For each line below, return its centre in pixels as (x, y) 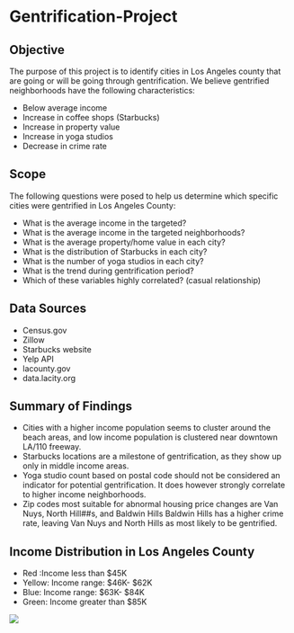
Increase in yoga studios (68, 136)
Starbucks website (57, 349)
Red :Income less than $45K (75, 574)
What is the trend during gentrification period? (108, 271)
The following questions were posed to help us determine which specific (144, 196)
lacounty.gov (46, 368)
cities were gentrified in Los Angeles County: (93, 205)
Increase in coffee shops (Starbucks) (91, 117)
